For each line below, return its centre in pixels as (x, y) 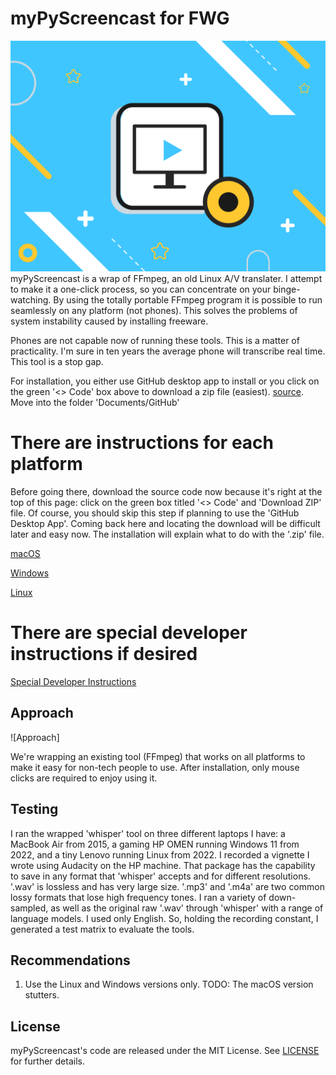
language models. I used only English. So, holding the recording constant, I (164, 918)
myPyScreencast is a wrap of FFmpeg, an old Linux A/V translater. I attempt (166, 279)
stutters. (42, 995)
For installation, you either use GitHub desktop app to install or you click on (165, 381)
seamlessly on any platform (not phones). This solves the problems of (154, 311)
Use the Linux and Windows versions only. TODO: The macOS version (169, 984)
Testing (34, 809)
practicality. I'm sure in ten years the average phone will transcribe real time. (168, 351)
